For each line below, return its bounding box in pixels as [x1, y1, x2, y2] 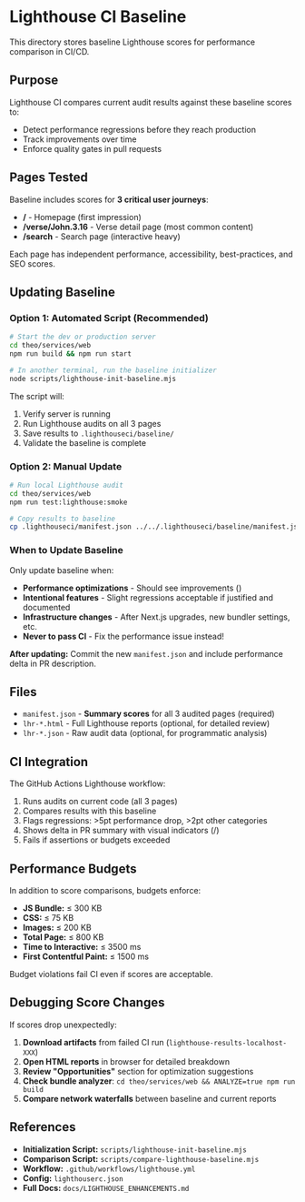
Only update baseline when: [9, 564, 114, 575]
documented [22, 601, 71, 612]
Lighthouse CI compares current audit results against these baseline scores [9, 96, 292, 107]
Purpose [9, 73, 59, 88]
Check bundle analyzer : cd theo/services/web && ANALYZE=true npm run [22, 1076, 296, 1086]
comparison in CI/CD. [9, 45, 90, 56]
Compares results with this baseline [22, 805, 157, 816]
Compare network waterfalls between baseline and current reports [22, 1093, 277, 1104]
